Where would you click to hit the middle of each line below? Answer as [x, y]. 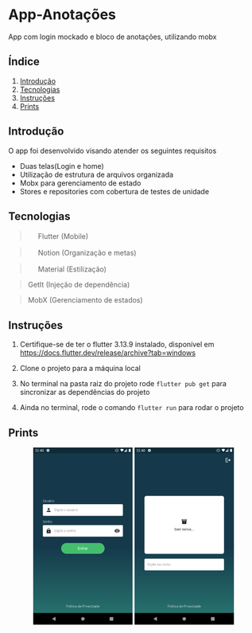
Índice [24, 62]
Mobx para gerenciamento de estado [80, 183]
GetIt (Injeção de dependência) [79, 285]
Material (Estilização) [72, 269]
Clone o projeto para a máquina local [80, 369]
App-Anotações [62, 15]
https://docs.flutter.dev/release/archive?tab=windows [108, 353]
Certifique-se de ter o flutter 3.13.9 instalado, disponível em [117, 345]
